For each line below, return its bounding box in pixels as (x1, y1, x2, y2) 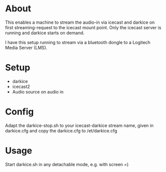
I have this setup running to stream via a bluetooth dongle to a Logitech (5, 39, 151, 45)
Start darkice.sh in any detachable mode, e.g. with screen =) (5, 161, 129, 167)
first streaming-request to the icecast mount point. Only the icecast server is (5, 24, 162, 30)
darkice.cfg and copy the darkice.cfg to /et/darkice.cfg (5, 128, 117, 133)
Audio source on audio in (12, 88, 63, 94)
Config (5, 106, 34, 118)
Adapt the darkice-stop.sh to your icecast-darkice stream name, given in (5, 122, 154, 129)
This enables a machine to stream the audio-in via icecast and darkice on (5, 19, 155, 25)
